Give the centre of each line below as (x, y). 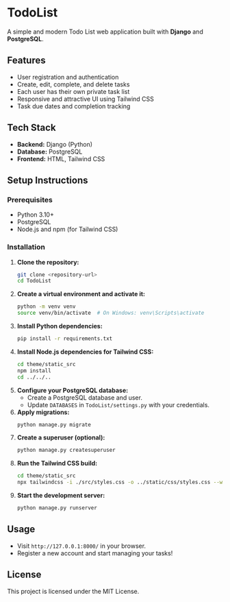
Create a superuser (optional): (61, 437)
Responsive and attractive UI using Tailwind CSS (85, 99)
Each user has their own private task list (73, 91)
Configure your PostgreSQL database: (73, 390)
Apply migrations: (43, 412)
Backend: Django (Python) (55, 144)
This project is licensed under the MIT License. (73, 591)
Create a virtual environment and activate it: (81, 294)
